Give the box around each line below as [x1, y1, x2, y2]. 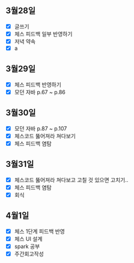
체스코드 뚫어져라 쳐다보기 [14, 132, 76, 139]
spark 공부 [14, 243, 40, 250]
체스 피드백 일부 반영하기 [14, 30, 73, 37]
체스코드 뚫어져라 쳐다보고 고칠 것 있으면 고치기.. [14, 176, 129, 183]
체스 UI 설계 [14, 235, 43, 242]
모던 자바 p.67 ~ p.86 [14, 88, 65, 95]
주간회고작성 [14, 250, 44, 257]
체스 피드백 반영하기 [14, 80, 61, 88]
